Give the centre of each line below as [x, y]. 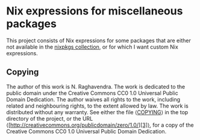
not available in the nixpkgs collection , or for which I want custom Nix [92, 47]
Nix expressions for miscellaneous [95, 11]
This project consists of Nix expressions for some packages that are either [98, 40]
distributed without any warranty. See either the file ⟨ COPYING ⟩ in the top [97, 112]
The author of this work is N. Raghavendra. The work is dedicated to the [96, 87]
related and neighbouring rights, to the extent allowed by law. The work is [97, 106]
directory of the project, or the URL [50, 118]
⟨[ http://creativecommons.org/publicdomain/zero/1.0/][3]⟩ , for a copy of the [100, 125]
